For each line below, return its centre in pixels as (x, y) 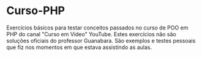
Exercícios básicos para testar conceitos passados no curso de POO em (97, 28)
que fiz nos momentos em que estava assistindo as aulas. (79, 47)
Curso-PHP (36, 11)
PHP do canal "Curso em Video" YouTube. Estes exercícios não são (91, 34)
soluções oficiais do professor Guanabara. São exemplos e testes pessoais (101, 40)
